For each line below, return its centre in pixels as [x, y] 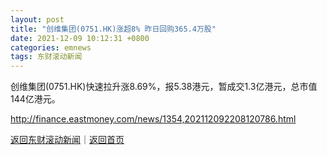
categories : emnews [51, 47]
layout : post [37, 19]
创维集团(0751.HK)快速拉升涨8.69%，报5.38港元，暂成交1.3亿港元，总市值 [164, 87]
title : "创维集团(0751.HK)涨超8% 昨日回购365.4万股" [113, 29]
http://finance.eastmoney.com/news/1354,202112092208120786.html [153, 119]
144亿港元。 [35, 99]
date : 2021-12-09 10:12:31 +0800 [80, 38]
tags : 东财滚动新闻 [46, 57]
